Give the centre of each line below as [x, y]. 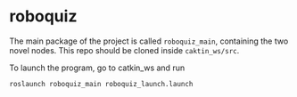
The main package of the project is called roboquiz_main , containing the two [149, 41]
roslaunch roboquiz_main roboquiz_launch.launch [101, 84]
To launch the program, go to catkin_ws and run [97, 68]
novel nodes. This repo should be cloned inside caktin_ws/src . [124, 50]
